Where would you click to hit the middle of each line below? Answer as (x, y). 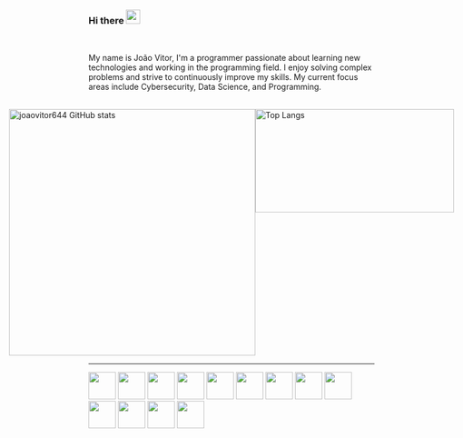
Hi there (106, 20)
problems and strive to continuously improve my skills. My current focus (223, 77)
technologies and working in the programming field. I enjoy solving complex (230, 67)
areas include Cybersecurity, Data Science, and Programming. (205, 87)
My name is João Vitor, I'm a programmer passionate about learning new (224, 58)
